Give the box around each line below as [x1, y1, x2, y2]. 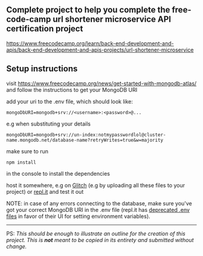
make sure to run [6, 147, 48, 155]
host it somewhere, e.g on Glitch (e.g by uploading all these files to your [6, 181, 185, 189]
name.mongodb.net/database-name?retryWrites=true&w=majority [6, 137, 164, 143]
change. [6, 243, 27, 250]
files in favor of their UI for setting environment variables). [6, 213, 150, 220]
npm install [6, 159, 36, 165]
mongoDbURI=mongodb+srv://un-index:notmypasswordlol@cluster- [6, 132, 166, 138]
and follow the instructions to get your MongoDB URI [6, 86, 138, 93]
